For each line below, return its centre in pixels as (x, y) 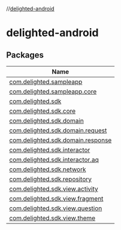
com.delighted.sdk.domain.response (60, 140)
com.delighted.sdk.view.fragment (56, 199)
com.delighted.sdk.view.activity (54, 189)
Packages (25, 55)
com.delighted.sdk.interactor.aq (54, 160)
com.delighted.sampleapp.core (53, 91)
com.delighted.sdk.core (43, 111)
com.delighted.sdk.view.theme (52, 218)
